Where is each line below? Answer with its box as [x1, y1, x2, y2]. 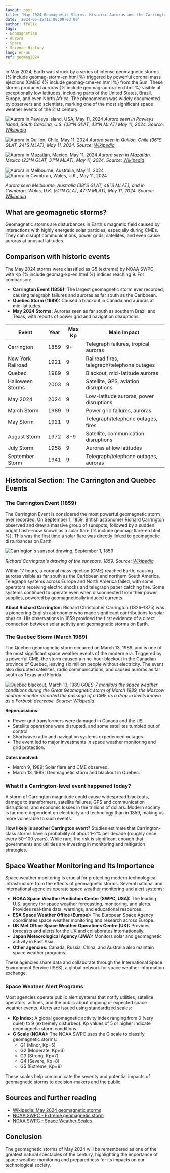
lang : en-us [5, 50, 30, 55]
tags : [5, 26, 17, 31]
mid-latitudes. [12, 303, 42, 309]
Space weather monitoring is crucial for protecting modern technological [5, 875, 157, 881]
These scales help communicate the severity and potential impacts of [5, 1073, 150, 1080]
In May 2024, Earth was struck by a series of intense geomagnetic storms [5, 69, 159, 75]
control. [12, 728, 29, 734]
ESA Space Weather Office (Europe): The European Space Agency [12, 912, 153, 918]
